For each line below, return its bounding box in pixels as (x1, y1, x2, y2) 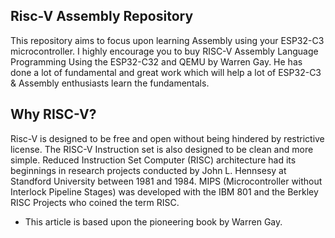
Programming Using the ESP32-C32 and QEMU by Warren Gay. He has (10, 55, 303, 68)
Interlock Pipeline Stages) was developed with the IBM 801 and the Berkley (10, 185, 319, 198)
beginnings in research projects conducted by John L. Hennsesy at (10, 164, 287, 176)
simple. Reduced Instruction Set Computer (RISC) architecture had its (10, 154, 297, 166)
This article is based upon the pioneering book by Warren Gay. (24, 215, 283, 228)
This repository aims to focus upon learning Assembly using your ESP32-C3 (10, 34, 325, 46)
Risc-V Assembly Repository (10, 8, 194, 25)
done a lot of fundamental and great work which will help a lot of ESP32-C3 (10, 66, 322, 78)
